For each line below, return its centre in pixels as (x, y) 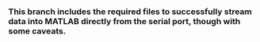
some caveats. (37, 31)
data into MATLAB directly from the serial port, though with (124, 21)
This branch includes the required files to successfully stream (130, 12)
